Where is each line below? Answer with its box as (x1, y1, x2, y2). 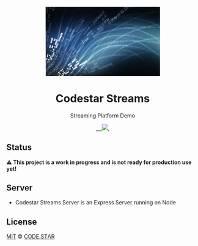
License (6, 217, 37, 227)
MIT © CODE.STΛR (6, 233, 55, 240)
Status (6, 142, 32, 153)
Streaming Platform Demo (70, 111, 136, 119)
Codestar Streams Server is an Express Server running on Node (15, 199, 176, 206)
